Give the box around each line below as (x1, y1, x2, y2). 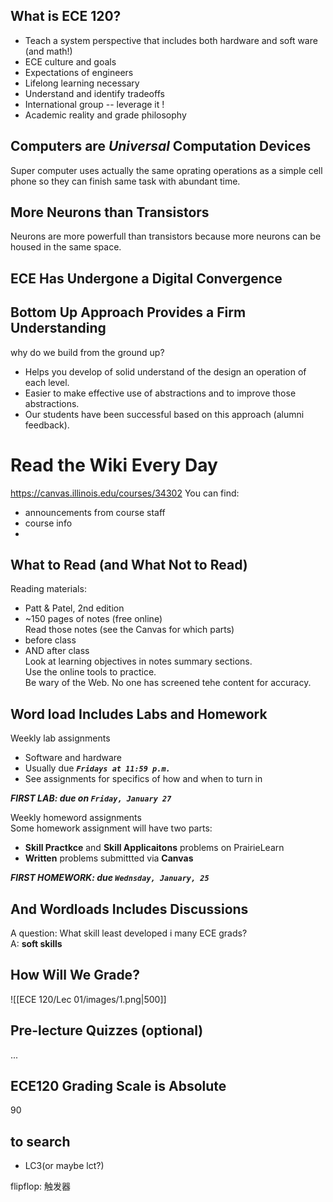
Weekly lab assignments (10, 732, 111, 744)
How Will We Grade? (10, 967, 140, 984)
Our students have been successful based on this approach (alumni (24, 408, 305, 420)
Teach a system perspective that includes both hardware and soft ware (24, 34, 318, 46)
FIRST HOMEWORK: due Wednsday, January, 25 (10, 872, 210, 884)
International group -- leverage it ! (24, 98, 165, 110)
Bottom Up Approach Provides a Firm (10, 304, 247, 321)
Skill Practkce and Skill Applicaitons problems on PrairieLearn (24, 842, 285, 854)
